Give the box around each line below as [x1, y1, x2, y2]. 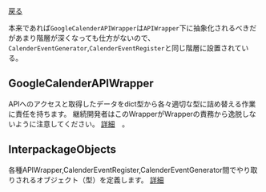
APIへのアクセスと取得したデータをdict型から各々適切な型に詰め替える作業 [8, 98, 256, 109]
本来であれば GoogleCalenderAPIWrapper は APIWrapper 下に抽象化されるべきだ [8, 23, 257, 33]
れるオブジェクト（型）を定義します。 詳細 [22, 174, 164, 185]
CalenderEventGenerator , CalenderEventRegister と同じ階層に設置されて [8, 43, 242, 53]
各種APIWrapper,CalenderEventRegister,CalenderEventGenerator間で [8, 165, 237, 174]
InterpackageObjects [8, 142, 117, 157]
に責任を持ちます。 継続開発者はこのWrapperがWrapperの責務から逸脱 [8, 109, 243, 118]
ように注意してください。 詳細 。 [14, 118, 130, 129]
